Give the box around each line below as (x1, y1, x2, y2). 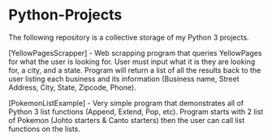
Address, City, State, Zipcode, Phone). (8, 83, 136, 92)
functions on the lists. (8, 124, 81, 134)
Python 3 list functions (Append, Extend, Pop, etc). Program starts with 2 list (8, 107, 264, 117)
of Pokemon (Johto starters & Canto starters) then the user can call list (8, 115, 245, 125)
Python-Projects (8, 6, 123, 24)
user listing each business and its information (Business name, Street (8, 74, 240, 83)
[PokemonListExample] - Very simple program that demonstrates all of (8, 98, 244, 108)
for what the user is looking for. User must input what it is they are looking (8, 57, 256, 66)
